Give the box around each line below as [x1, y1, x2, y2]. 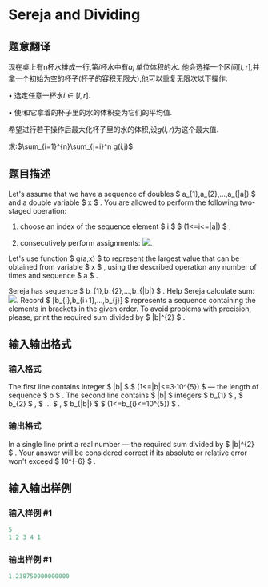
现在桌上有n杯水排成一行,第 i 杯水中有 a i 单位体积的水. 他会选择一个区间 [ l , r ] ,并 [8, 62, 260, 74]
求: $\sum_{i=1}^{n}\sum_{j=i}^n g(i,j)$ [8, 142, 134, 151]
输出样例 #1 [8, 553, 52, 565]
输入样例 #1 [8, 507, 52, 518]
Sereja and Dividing [8, 6, 141, 24]
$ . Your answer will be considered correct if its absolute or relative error [8, 448, 248, 457]
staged [8, 206, 32, 215]
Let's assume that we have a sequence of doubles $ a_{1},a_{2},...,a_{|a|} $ [8, 189, 256, 198]
